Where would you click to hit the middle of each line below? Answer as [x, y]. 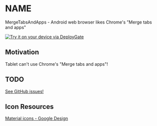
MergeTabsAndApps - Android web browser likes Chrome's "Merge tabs [78, 22]
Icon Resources [30, 107]
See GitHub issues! [24, 91]
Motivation [22, 52]
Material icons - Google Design [37, 119]
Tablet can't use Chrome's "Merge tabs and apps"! [57, 64]
